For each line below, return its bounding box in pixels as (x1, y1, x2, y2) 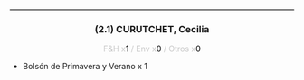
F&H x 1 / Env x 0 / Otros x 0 (102, 43, 202, 54)
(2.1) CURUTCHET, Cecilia (94, 22, 210, 35)
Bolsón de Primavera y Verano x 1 (22, 61, 147, 72)
